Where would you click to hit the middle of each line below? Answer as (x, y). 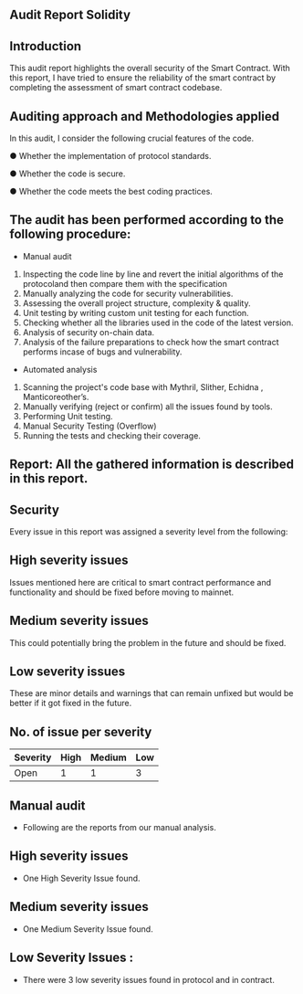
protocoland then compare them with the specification (125, 283)
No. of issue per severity (81, 731)
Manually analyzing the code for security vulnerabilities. (128, 293)
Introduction (46, 46)
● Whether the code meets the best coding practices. (111, 192)
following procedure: (70, 234)
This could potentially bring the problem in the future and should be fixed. (148, 642)
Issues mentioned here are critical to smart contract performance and (141, 582)
